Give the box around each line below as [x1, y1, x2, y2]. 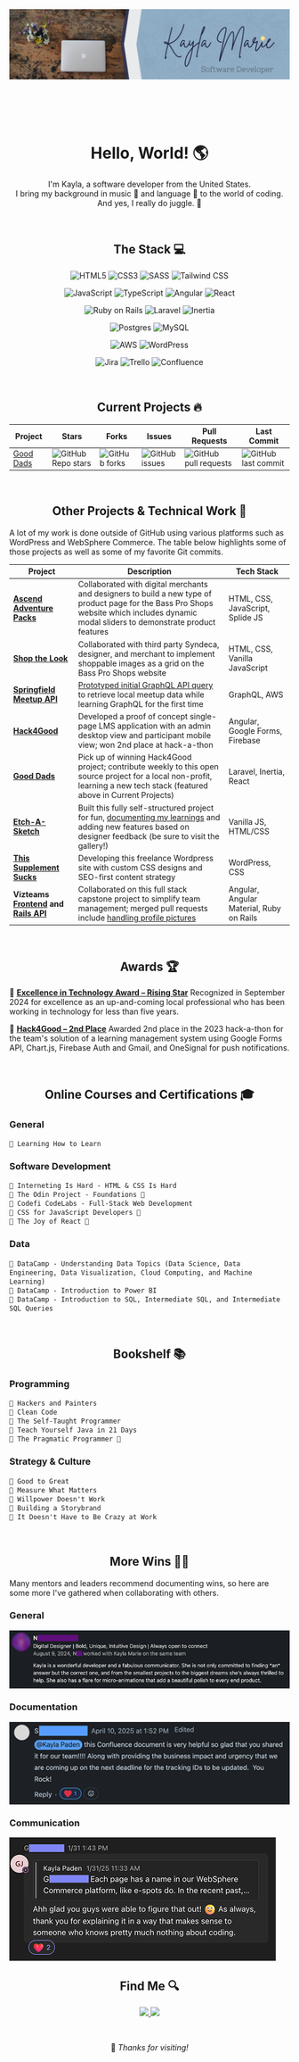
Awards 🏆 [119, 960, 180, 975]
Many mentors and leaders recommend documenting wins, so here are [9, 1577, 270, 1588]
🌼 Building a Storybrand [9, 1503, 101, 1512]
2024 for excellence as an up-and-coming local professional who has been [9, 997, 286, 1008]
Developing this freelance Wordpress [77, 852, 214, 863]
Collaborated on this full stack [77, 884, 188, 895]
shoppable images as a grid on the [77, 658, 205, 669]
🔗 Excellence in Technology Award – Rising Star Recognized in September [9, 987, 286, 998]
